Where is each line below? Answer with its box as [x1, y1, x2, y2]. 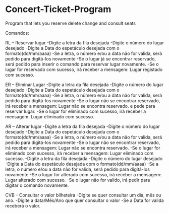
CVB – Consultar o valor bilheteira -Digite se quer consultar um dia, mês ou [5, 192, 161, 198]
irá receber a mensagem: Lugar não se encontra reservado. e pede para [5, 103, 155, 109]
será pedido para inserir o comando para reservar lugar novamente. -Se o [5, 61, 159, 67]
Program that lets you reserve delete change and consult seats [5, 20, 136, 26]
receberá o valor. [5, 202, 41, 208]
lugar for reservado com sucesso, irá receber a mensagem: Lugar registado [5, 66, 163, 73]
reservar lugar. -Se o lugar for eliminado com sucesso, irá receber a [5, 108, 146, 114]
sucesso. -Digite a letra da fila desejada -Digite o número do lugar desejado [5, 155, 163, 162]
